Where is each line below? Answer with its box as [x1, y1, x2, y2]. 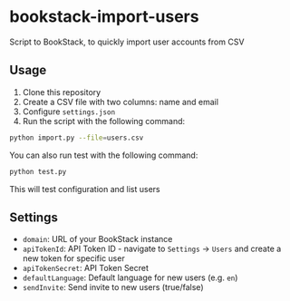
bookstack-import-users [9, 6, 199, 27]
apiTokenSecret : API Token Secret [22, 263, 150, 274]
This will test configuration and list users [9, 183, 160, 194]
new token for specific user [22, 253, 125, 264]
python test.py [9, 167, 67, 176]
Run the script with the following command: [22, 115, 186, 126]
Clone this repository [22, 86, 101, 97]
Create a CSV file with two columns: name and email [22, 96, 219, 107]
